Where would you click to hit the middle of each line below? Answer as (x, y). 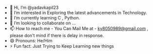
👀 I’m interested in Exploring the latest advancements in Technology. (78, 13)
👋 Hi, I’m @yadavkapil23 (34, 8)
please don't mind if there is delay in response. (57, 36)
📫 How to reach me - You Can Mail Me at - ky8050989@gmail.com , (79, 28)
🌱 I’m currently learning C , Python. (45, 18)
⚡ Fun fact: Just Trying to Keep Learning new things (62, 46)
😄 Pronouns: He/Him (31, 41)
